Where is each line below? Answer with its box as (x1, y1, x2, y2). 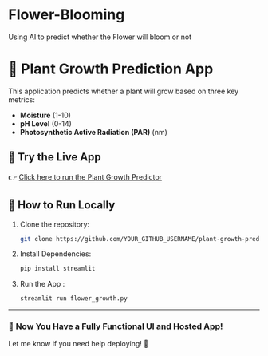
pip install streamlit (19, 265, 96, 273)
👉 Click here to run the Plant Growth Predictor (8, 172, 162, 181)
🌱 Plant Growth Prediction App (8, 60, 214, 78)
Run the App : (19, 279, 65, 289)
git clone (19, 235, 53, 243)
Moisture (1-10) (19, 110, 72, 120)
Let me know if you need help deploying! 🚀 (8, 339, 149, 349)
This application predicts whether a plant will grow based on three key (8, 86, 239, 96)
